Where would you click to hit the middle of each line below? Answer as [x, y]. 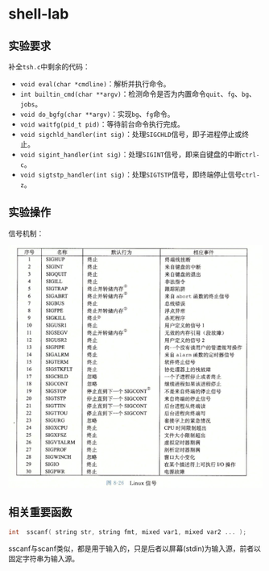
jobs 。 [31, 104]
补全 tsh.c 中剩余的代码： [49, 67]
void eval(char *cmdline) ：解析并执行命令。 [95, 84]
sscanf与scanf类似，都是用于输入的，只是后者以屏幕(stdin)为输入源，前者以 [135, 548]
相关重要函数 [40, 513]
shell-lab [39, 14]
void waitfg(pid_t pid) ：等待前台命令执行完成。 [102, 124]
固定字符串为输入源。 [43, 559]
